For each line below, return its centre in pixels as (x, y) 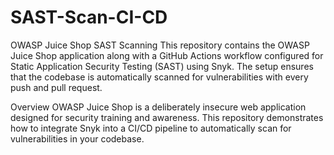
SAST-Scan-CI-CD (89, 17)
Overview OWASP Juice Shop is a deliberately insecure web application (158, 107)
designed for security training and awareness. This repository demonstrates (167, 117)
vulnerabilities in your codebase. (77, 138)
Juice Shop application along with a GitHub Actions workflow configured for (167, 55)
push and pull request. (56, 87)
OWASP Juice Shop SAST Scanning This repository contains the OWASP (160, 45)
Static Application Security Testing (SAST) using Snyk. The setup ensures (162, 66)
